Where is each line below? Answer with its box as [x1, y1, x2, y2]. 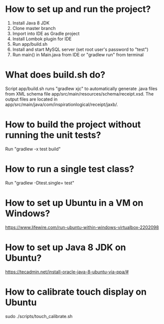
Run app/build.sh [12, 41, 48, 47]
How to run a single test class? [5, 163, 135, 175]
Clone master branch [12, 25, 56, 31]
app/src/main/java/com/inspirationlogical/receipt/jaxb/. [5, 101, 118, 108]
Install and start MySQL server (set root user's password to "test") [12, 46, 149, 52]
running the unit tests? [5, 129, 101, 141]
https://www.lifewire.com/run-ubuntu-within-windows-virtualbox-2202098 [5, 224, 159, 230]
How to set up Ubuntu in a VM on [5, 197, 144, 209]
